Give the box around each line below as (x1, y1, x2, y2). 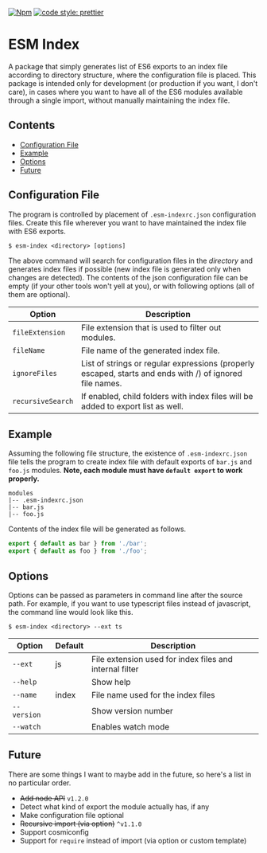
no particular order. (8, 777, 72, 788)
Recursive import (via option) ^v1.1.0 (19, 819, 142, 828)
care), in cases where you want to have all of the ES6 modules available (8, 87, 243, 96)
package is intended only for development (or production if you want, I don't (8, 78, 258, 88)
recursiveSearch (12, 397, 74, 405)
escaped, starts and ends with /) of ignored (80, 367, 242, 378)
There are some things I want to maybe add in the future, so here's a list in (8, 769, 252, 779)
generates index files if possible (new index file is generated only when (8, 264, 241, 274)
